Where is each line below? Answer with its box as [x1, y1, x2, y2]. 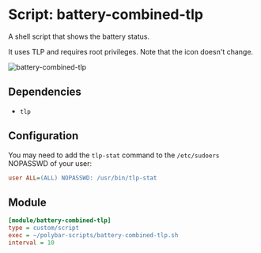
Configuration [8, 129, 79, 143]
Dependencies [8, 85, 81, 99]
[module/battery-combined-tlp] [8, 217, 112, 225]
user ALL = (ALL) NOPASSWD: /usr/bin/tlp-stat [8, 174, 157, 182]
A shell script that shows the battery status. [8, 32, 150, 41]
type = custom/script [8, 224, 80, 232]
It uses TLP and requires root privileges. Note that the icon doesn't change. [8, 47, 254, 56]
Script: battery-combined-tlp [8, 6, 204, 24]
